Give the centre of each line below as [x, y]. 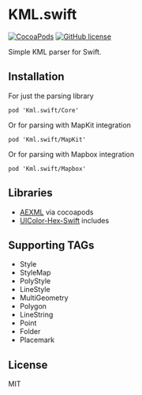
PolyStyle [35, 281]
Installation [36, 77]
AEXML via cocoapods [56, 212]
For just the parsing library [51, 96]
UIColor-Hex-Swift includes [64, 220]
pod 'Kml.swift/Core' [44, 110]
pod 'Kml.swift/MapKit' [47, 139]
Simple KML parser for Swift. [55, 51]
